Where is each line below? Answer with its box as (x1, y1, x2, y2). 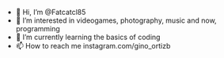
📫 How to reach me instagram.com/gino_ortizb (15, 42, 171, 50)
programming (15, 24, 61, 33)
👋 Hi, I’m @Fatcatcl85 (15, 8, 86, 16)
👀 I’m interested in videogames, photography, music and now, (15, 16, 217, 25)
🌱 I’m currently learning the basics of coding (15, 32, 161, 42)
